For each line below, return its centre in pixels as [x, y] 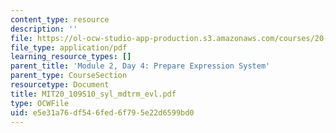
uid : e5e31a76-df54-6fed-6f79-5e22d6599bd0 [102, 112]
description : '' [44, 29]
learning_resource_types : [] [71, 57]
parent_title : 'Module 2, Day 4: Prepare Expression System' [140, 66]
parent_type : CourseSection [69, 76]
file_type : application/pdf [69, 47]
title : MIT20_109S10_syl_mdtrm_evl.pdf [93, 94]
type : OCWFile [40, 103]
